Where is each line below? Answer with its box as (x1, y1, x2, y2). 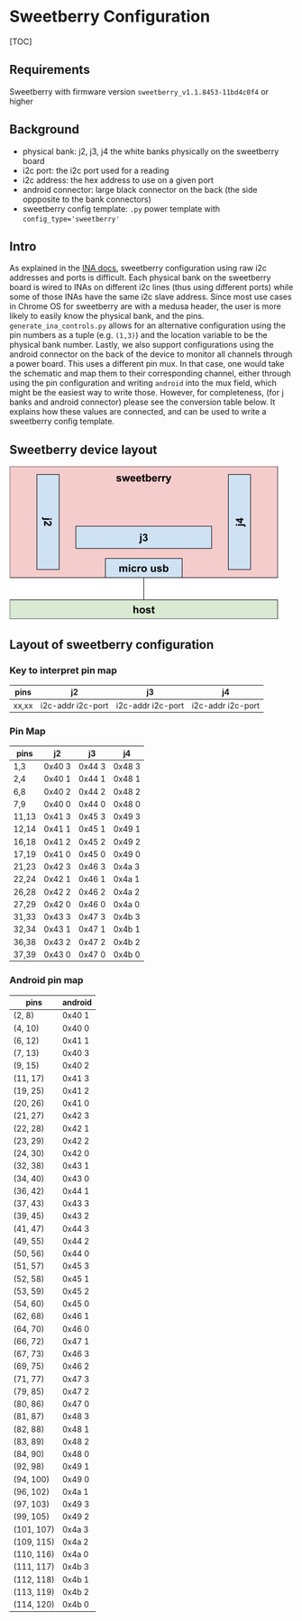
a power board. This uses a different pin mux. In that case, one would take (9, 359, 285, 369)
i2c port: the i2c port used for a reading (22, 165, 169, 176)
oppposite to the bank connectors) (22, 194, 151, 205)
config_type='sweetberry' (22, 214, 120, 223)
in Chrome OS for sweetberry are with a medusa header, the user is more (9, 301, 281, 312)
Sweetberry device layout (9, 442, 158, 457)
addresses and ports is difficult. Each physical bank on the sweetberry (9, 272, 271, 283)
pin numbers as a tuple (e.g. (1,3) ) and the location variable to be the (9, 330, 268, 341)
